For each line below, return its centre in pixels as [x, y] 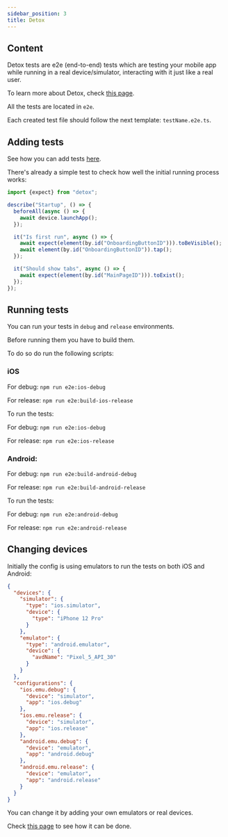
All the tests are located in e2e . [51, 107]
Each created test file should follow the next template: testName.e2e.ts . [109, 120]
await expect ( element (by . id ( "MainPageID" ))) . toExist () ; [103, 275]
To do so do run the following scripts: [60, 354]
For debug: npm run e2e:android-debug [63, 514]
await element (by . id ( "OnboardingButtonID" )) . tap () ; [96, 250]
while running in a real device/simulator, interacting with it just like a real [110, 72]
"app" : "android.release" [63, 780]
